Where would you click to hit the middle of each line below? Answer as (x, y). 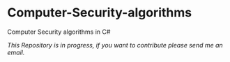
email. (16, 52)
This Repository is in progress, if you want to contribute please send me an (115, 45)
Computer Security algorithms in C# (59, 32)
